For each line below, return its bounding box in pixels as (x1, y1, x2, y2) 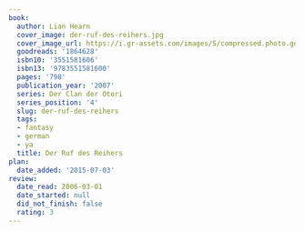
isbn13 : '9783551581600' (16, 65, 111, 74)
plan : (8, 156, 29, 166)
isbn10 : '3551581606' (16, 55, 99, 65)
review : (8, 174, 38, 183)
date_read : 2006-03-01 (16, 183, 103, 192)
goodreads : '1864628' (16, 47, 99, 56)
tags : (16, 115, 38, 124)
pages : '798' (16, 73, 66, 82)
